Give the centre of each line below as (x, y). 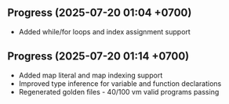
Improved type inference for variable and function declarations (120, 83)
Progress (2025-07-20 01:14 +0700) (98, 57)
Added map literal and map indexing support (91, 75)
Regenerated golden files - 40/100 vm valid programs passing (119, 91)
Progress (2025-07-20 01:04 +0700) (100, 13)
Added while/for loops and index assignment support (105, 31)
